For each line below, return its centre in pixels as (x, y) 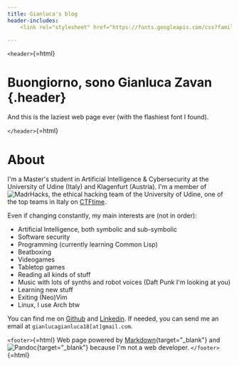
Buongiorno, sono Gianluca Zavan (110, 82)
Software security (44, 237)
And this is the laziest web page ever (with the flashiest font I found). (108, 117)
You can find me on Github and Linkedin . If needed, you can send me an (113, 319)
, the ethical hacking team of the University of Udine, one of (136, 194)
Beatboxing (34, 252)
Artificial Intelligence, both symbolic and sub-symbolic (97, 230)
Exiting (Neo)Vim (42, 297)
